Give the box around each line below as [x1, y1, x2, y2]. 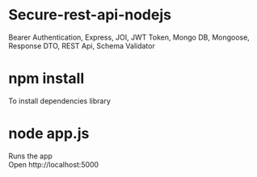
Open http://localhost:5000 [8, 159, 99, 169]
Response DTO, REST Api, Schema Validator [8, 40, 155, 50]
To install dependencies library [8, 95, 112, 106]
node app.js [8, 124, 90, 143]
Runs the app [8, 151, 53, 161]
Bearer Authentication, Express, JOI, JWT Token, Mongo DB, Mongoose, [8, 32, 251, 42]
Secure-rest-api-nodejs [8, 6, 172, 24]
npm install [8, 70, 85, 88]
